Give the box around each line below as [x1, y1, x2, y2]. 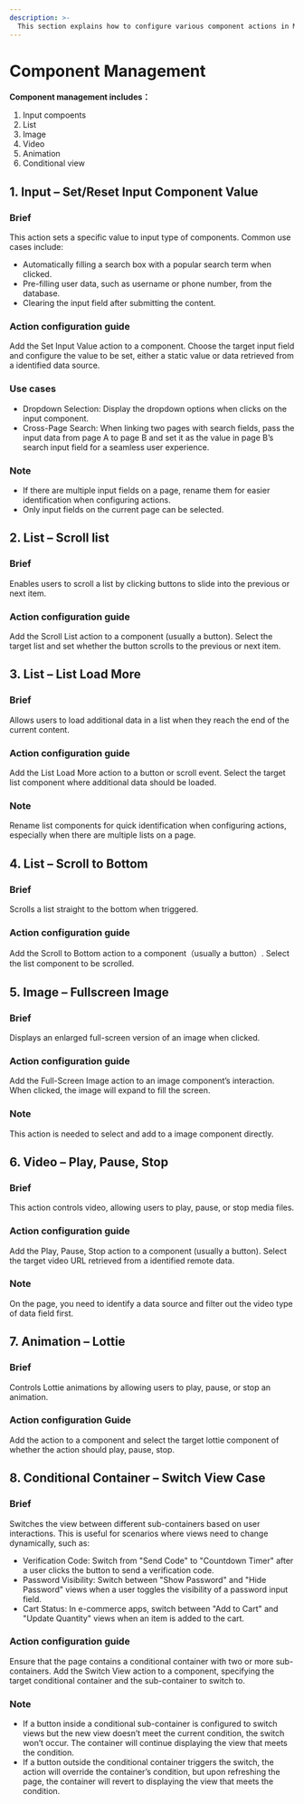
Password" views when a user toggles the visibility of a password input [22, 1584, 289, 1595]
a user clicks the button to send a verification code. [22, 1564, 214, 1576]
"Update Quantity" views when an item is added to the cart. [22, 1613, 245, 1624]
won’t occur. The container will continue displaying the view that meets [22, 1738, 288, 1749]
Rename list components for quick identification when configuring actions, [9, 820, 287, 831]
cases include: [9, 242, 63, 253]
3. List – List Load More [9, 667, 142, 682]
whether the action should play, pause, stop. [9, 1444, 175, 1454]
